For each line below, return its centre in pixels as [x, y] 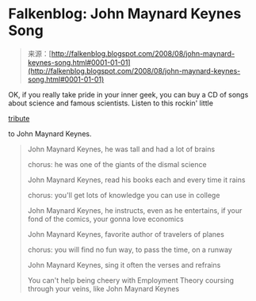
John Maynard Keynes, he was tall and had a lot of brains [121, 149]
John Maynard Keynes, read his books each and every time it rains [136, 180]
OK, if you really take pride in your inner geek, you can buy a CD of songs [128, 94]
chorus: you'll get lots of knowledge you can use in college [124, 195]
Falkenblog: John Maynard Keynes [125, 14]
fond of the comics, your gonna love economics [105, 219]
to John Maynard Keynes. [50, 133]
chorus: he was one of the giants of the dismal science [117, 164]
